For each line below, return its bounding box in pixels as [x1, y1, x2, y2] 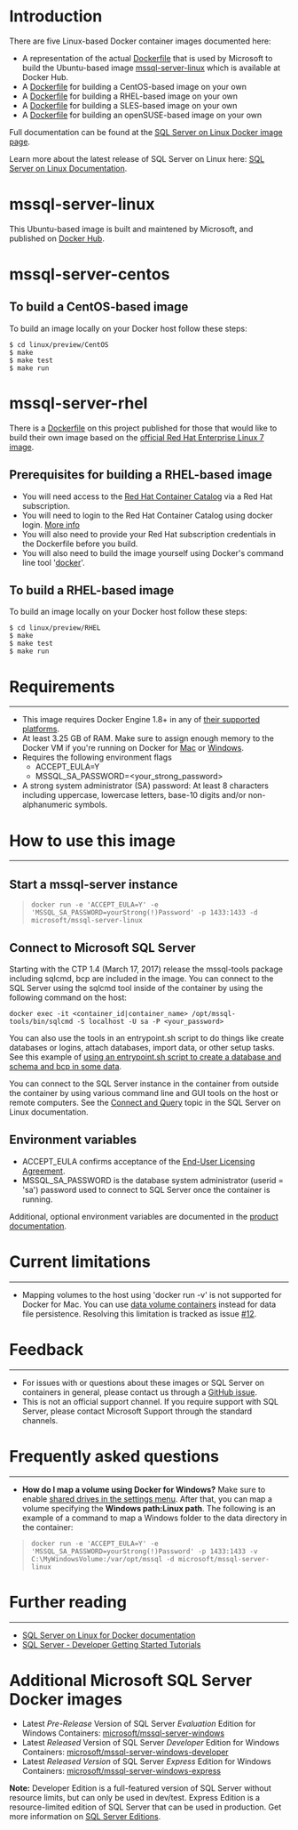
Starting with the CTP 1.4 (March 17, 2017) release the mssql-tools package [9, 963, 284, 974]
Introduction [9, 6, 103, 27]
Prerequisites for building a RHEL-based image [9, 467, 273, 482]
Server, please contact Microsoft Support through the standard [21, 1406, 253, 1416]
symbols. [74, 799, 108, 810]
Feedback [9, 1339, 84, 1359]
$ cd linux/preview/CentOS [9, 340, 109, 349]
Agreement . [21, 1165, 66, 1176]
